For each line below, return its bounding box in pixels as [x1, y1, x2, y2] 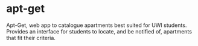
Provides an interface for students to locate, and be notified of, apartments [6, 27, 192, 35]
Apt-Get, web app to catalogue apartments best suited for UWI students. [6, 22, 187, 29]
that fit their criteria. [6, 34, 56, 41]
